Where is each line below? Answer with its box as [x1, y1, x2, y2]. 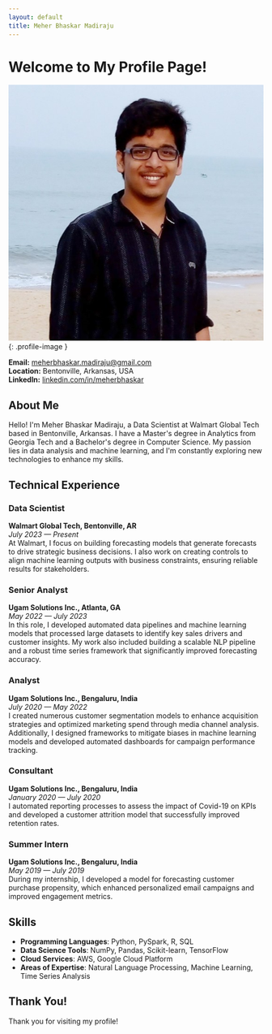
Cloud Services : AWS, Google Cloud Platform [19, 954, 173, 963]
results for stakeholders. [8, 564, 90, 573]
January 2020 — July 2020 [8, 792, 101, 802]
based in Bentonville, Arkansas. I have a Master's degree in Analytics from [8, 429, 257, 439]
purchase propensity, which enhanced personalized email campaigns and [8, 883, 255, 893]
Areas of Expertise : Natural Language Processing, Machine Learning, [19, 963, 253, 972]
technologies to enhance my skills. [8, 455, 124, 465]
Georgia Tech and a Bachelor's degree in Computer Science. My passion [8, 437, 252, 447]
